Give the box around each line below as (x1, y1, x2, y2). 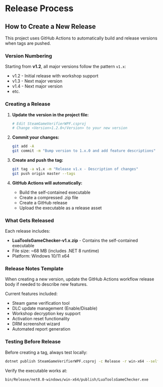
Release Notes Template (5, 265, 64, 272)
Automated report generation (12, 326, 70, 332)
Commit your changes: (12, 134, 60, 140)
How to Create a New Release (5, 22, 96, 31)
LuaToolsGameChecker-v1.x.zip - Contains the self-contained (12, 238, 138, 243)
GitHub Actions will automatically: (12, 180, 82, 185)
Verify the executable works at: (5, 368, 67, 373)
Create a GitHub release (19, 200, 68, 205)
